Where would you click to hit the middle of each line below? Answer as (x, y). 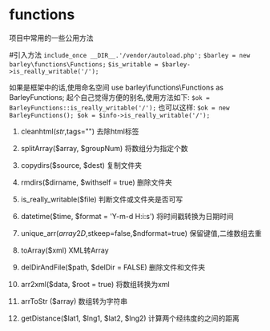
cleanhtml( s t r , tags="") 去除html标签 (80, 131)
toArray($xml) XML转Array (64, 250)
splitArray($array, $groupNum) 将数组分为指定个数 (104, 148)
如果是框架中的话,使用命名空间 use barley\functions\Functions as (116, 87)
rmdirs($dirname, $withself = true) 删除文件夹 (97, 182)
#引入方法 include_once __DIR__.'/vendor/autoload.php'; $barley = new (130, 54)
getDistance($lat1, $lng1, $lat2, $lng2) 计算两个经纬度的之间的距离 (130, 318)
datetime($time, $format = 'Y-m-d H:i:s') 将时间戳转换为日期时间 (127, 216)
